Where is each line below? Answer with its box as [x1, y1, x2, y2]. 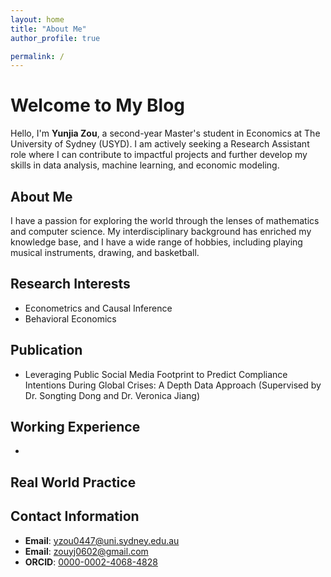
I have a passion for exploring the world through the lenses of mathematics [10, 215, 320, 226]
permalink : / [10, 51, 65, 61]
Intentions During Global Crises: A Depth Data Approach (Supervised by [24, 379, 322, 391]
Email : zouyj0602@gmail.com [24, 545, 149, 557]
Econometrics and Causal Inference [24, 302, 173, 314]
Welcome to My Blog [10, 94, 186, 117]
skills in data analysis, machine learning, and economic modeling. [10, 159, 280, 171]
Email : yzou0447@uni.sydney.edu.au [24, 534, 180, 546]
